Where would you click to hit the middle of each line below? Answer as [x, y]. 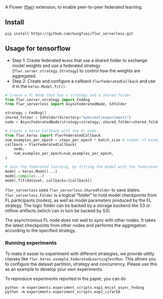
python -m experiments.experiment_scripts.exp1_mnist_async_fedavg [75, 287]
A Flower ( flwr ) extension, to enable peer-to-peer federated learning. [74, 7]
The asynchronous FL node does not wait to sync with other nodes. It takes [81, 220]
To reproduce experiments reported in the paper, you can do [65, 279]
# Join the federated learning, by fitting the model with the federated [81, 167]
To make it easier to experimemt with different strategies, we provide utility [80, 254]
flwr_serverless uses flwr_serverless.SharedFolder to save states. [73, 190]
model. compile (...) [25, 176]
